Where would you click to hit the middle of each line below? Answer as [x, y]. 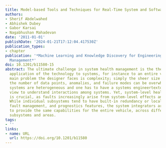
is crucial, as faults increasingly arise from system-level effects [83, 97]
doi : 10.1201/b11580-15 [30, 65]
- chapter [15, 51]
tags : [11, 120]
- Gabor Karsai [21, 28]
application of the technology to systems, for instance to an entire [84, 74]
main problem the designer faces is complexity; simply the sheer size [85, 78]
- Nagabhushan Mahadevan [31, 33]
